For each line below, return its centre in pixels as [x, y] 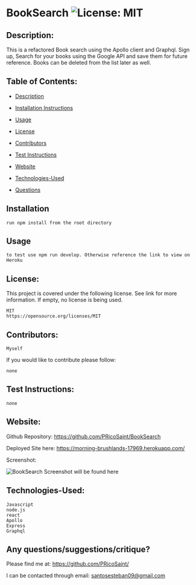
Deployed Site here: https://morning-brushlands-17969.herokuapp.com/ [96, 448]
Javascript [20, 505]
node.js [16, 510]
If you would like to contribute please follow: [61, 360]
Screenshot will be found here [81, 471]
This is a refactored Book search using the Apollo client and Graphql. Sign [98, 50]
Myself [14, 349]
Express [16, 526]
